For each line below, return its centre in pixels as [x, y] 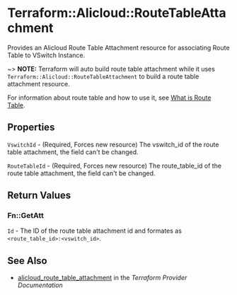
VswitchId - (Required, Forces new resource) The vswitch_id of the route [113, 144]
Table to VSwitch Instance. [46, 55]
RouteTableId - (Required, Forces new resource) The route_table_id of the [114, 166]
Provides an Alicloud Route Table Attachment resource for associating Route [118, 47]
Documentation [40, 285]
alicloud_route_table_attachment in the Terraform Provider [102, 278]
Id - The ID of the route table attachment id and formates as [95, 231]
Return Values [39, 196]
